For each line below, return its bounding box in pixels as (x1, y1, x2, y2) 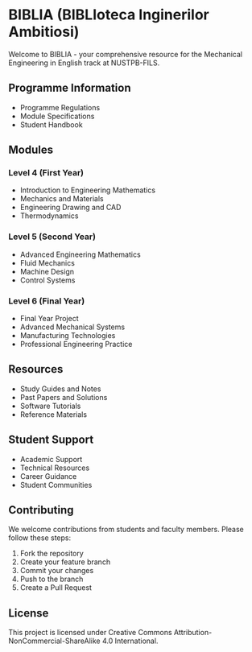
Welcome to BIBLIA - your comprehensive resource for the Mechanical (8, 49, 243, 59)
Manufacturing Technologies (19, 331, 116, 340)
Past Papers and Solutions (19, 392, 108, 402)
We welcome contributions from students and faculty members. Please (8, 525, 244, 534)
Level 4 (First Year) (8, 167, 85, 179)
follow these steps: (8, 533, 71, 543)
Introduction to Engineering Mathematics (19, 185, 155, 195)
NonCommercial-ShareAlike (8, 636, 101, 646)
